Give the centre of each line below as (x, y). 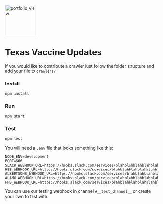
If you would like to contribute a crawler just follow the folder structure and (80, 66)
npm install (17, 94)
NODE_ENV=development (27, 157)
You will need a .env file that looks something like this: (59, 148)
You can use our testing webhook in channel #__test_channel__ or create (78, 191)
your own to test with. (27, 197)
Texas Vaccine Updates (53, 52)
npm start (15, 116)
